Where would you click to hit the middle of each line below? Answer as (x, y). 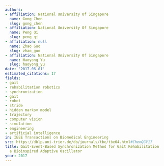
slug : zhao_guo (25, 51)
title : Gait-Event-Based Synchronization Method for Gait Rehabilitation (82, 147)
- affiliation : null (26, 42)
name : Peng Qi (24, 32)
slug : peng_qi (24, 37)
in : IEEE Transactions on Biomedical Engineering (57, 138)
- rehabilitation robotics (33, 87)
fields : (13, 78)
